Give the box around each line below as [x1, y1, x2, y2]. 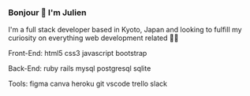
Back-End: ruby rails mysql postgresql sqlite [8, 64, 151, 73]
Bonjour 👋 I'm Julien [8, 7, 87, 18]
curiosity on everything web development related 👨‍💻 [8, 33, 179, 42]
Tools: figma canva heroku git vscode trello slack [8, 79, 168, 89]
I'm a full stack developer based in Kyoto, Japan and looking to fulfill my [8, 25, 242, 35]
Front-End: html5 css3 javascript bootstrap [8, 49, 147, 58]
